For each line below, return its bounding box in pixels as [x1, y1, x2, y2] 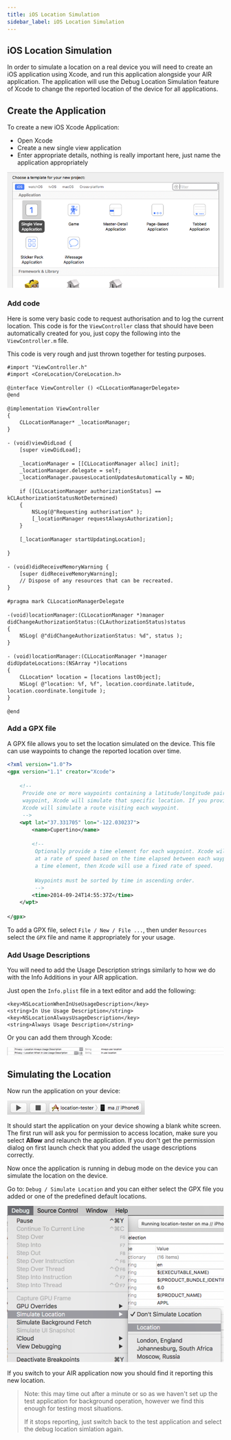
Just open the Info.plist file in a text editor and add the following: [7, 986, 196, 995]
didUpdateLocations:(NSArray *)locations [7, 659, 128, 667]
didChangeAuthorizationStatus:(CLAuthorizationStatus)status [7, 618, 186, 626]
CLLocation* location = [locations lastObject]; [19, 673, 162, 681]
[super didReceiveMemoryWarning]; [19, 570, 118, 578]
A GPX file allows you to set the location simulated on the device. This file [7, 739, 215, 748]
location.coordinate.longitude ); [7, 687, 107, 695]
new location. [7, 1376, 46, 1384]
